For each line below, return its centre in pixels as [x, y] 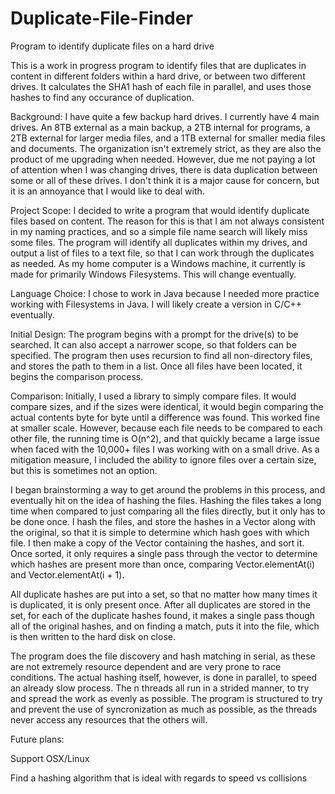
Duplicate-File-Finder [101, 18]
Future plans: [37, 739]
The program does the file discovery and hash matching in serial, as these [163, 656]
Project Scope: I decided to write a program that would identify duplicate [160, 210]
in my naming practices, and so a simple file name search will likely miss [159, 231]
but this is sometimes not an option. [84, 470]
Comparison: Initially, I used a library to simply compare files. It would [153, 396]
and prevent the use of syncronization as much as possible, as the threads [164, 709]
